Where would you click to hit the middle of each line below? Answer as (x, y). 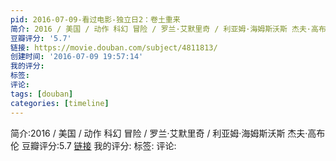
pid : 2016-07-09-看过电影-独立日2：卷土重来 (95, 19)
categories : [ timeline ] (60, 103)
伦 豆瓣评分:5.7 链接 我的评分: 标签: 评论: (93, 145)
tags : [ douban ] (42, 94)
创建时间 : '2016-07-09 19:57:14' (77, 57)
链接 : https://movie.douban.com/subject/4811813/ (114, 47)
